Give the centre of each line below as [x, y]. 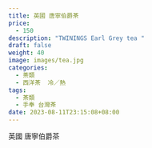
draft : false [30, 46]
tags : [17, 90]
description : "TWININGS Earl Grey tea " [77, 38]
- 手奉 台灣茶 [36, 105]
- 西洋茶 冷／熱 [41, 82]
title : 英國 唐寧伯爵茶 [44, 16]
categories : [28, 68]
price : [19, 23]
